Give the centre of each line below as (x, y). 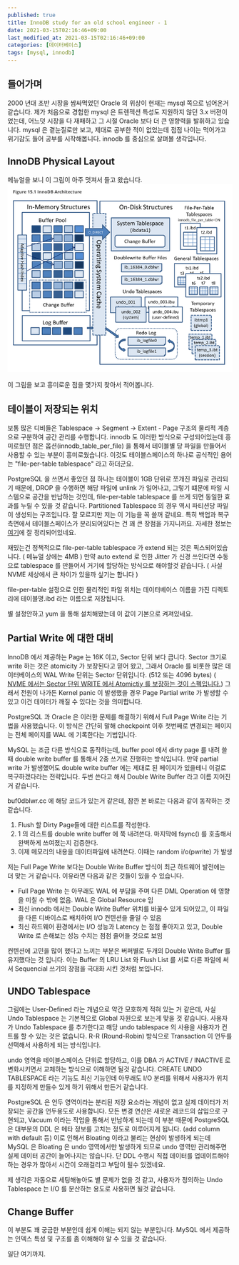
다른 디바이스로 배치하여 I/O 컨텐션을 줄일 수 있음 (93, 917)
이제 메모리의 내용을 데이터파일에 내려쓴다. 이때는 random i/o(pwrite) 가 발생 (125, 851)
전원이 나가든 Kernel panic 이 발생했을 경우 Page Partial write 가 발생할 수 (124, 692)
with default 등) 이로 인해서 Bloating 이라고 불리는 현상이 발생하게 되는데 (109, 1138)
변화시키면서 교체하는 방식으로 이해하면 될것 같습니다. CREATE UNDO (105, 1069)
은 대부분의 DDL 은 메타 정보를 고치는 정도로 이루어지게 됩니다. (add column (114, 1129)
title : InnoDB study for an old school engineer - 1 (87, 22)
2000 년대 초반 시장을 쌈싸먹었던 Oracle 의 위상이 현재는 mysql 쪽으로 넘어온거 (118, 103)
